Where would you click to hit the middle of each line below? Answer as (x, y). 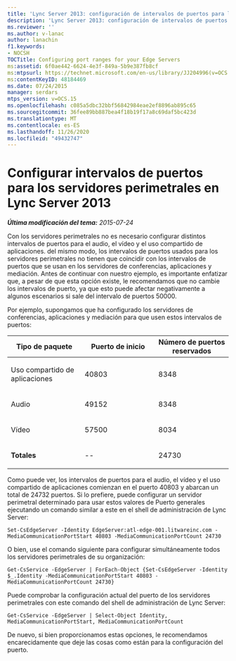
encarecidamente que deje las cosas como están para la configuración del (115, 643)
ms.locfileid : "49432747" (45, 138)
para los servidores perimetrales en (113, 188)
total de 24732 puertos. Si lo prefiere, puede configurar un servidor (105, 495)
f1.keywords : (26, 47)
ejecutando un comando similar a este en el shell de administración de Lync (117, 510)
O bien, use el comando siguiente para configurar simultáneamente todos (114, 550)
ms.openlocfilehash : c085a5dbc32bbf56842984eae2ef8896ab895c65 (102, 106)
